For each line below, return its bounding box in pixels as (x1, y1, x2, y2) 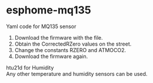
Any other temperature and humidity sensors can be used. (6, 70, 148, 77)
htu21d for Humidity (6, 64, 54, 71)
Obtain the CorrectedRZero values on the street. (14, 40, 132, 47)
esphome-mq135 (6, 4, 91, 17)
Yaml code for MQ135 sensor (6, 23, 76, 30)
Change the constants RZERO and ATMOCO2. (14, 46, 127, 53)
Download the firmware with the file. (14, 34, 103, 41)
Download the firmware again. (14, 53, 88, 60)
